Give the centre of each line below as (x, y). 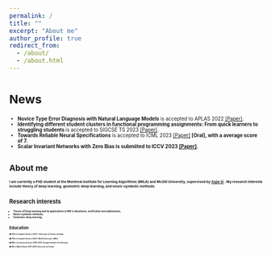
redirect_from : (35, 46)
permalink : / (31, 16)
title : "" (26, 23)
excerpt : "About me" (44, 31)
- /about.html (40, 61)
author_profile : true (46, 38)
